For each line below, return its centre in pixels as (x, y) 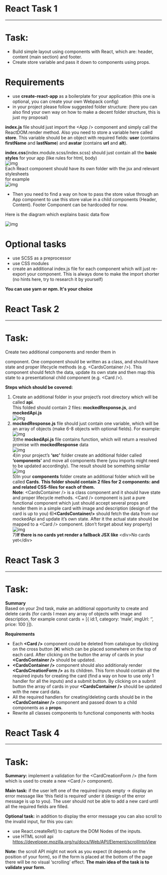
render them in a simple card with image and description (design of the (85, 508)
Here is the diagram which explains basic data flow (57, 214)
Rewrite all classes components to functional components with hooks (83, 713)
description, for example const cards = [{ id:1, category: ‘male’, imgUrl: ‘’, (80, 619)
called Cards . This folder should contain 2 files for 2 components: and (86, 482)
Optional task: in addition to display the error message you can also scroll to (83, 816)
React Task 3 (32, 560)
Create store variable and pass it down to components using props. (81, 62)
